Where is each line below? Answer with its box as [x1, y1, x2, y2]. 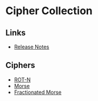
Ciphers [5, 60, 36, 70]
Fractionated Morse [13, 89, 62, 96]
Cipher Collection [5, 4, 93, 18]
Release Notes [13, 43, 49, 50]
